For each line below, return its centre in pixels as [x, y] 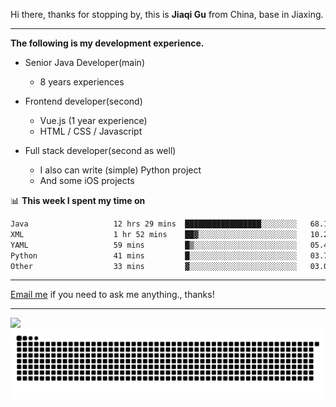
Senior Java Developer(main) [84, 62]
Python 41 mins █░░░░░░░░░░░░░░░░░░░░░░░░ [154, 255]
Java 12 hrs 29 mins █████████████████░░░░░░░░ [154, 224]
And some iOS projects [87, 180]
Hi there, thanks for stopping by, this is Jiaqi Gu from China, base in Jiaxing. [167, 14]
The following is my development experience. [107, 43]
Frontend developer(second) [83, 101]
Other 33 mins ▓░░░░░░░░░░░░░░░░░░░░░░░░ [154, 266]
